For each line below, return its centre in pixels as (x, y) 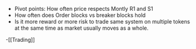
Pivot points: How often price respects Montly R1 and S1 (84, 9)
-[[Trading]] (21, 40)
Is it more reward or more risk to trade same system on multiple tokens (102, 21)
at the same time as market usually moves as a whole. (81, 28)
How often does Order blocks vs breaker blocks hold (80, 15)
